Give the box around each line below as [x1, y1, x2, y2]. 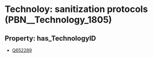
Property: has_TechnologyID [5, 34, 96, 42]
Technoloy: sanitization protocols [5, 3, 148, 15]
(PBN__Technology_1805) [5, 14, 112, 25]
